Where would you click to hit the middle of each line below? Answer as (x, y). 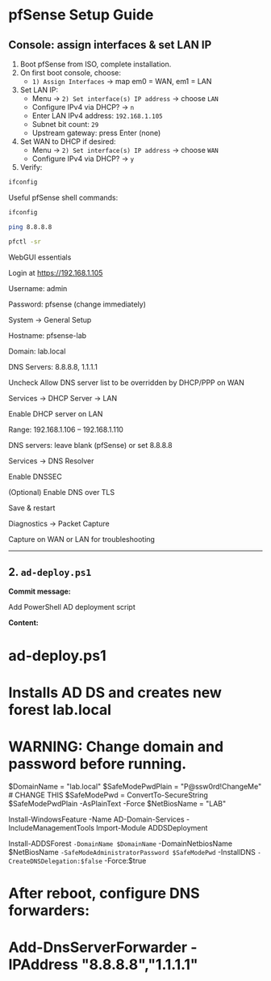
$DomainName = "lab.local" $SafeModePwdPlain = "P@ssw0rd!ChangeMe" (135, 786)
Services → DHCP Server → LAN (63, 398)
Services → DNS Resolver (51, 461)
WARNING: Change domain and (116, 746)
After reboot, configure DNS (104, 893)
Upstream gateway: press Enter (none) (96, 133)
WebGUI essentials (40, 257)
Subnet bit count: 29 (65, 124)
